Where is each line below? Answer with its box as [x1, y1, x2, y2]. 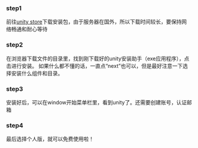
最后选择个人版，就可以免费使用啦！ [6, 136, 94, 143]
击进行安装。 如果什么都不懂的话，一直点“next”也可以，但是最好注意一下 [6, 62, 183, 69]
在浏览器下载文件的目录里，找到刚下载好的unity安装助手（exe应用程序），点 [6, 55, 190, 62]
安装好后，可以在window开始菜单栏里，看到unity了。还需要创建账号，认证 [6, 98, 187, 106]
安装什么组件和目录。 [11, 70, 63, 77]
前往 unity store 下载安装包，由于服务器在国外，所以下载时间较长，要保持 [6, 18, 182, 25]
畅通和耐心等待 [11, 25, 48, 33]
